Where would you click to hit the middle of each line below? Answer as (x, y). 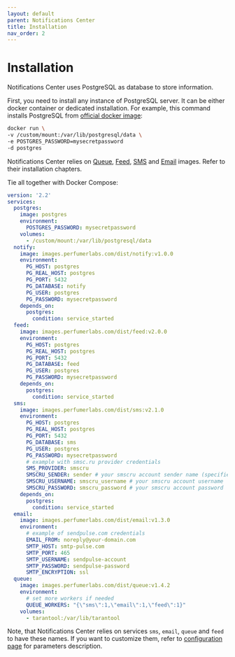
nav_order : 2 (26, 33)
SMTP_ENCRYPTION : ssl (57, 572)
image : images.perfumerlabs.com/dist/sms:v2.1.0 (92, 410)
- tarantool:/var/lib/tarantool (73, 618)
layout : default (31, 14)
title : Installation (37, 27)
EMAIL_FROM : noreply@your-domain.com (81, 540)
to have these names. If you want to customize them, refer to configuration (115, 639)
